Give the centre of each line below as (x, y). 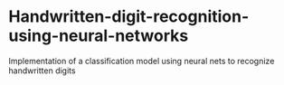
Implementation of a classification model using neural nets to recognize (142, 61)
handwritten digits (42, 71)
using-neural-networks (99, 36)
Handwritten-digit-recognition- (129, 17)
